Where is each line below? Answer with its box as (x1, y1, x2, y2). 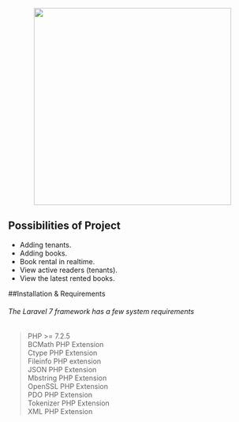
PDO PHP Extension (27, 390, 93, 400)
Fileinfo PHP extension (27, 357, 102, 366)
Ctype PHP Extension (27, 348, 98, 358)
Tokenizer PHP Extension (27, 398, 110, 408)
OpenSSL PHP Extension (27, 382, 109, 391)
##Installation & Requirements (8, 289, 106, 298)
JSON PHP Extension (27, 365, 97, 375)
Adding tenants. (19, 240, 72, 249)
